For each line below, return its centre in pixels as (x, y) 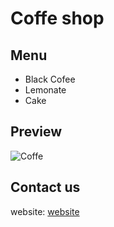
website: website (45, 211)
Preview (36, 132)
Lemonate (45, 90)
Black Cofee (50, 79)
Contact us (45, 187)
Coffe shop (57, 18)
